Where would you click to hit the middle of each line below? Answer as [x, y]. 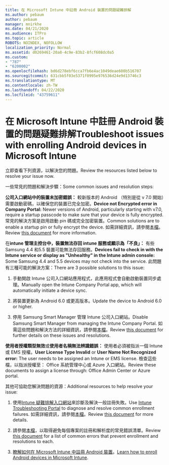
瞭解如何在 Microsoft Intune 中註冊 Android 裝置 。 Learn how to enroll [85, 452]
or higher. [23, 306]
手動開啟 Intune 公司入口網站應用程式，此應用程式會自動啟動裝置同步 [85, 279]
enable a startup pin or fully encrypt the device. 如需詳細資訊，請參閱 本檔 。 [84, 227]
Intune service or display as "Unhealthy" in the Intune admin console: [80, 255]
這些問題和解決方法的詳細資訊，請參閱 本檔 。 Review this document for [90, 330]
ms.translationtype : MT [30, 81]
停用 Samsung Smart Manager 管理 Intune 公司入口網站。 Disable [80, 317]
